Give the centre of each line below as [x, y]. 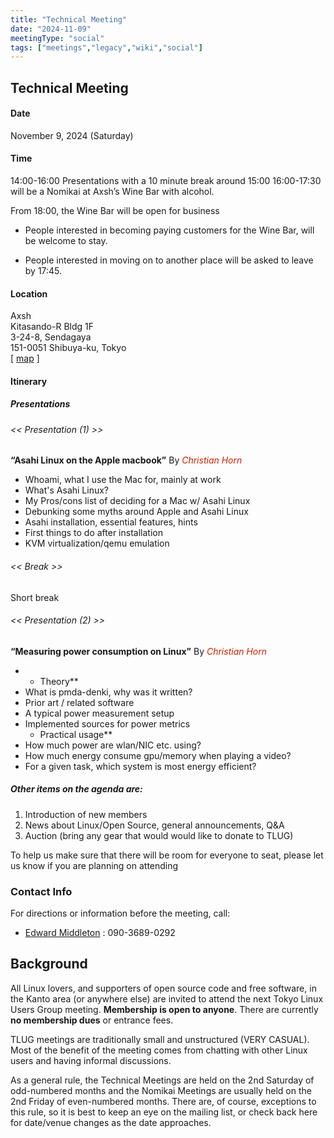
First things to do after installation [93, 533]
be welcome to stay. [66, 241]
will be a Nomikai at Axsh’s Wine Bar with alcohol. [112, 192]
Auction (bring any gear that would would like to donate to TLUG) [159, 835]
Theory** [59, 681]
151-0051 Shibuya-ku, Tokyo [68, 348]
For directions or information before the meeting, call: [120, 913]
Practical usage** [76, 734]
